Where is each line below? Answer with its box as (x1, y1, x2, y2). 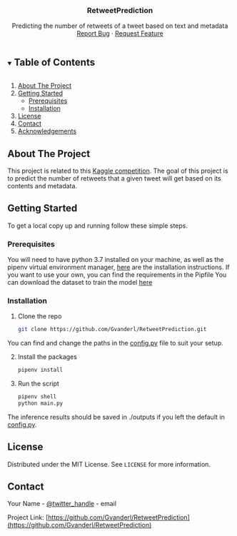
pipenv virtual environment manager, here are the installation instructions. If (7, 263, 230, 272)
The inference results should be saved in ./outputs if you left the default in (7, 413, 225, 421)
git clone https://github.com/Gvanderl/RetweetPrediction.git (17, 326, 207, 333)
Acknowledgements (17, 127, 77, 136)
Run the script (17, 380, 59, 388)
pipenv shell (17, 393, 57, 400)
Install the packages (17, 353, 77, 361)
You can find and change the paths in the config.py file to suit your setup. (7, 339, 223, 348)
